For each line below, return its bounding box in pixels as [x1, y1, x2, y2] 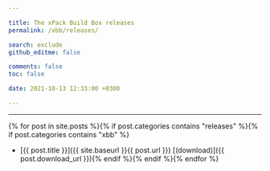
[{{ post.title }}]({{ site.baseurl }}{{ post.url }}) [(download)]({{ [19, 145, 225, 155]
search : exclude [8, 41, 63, 49]
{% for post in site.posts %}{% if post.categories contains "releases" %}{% [8, 121, 259, 131]
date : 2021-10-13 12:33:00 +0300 [8, 85, 121, 93]
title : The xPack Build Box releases [8, 18, 135, 26]
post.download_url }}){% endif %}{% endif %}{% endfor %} [19, 153, 219, 163]
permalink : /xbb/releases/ [8, 26, 99, 35]
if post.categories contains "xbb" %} [8, 129, 130, 139]
